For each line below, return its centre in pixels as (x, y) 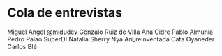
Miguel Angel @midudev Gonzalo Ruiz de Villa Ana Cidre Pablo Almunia (110, 32)
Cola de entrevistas (65, 13)
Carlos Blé (22, 46)
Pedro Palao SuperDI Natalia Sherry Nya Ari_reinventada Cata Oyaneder (111, 39)
